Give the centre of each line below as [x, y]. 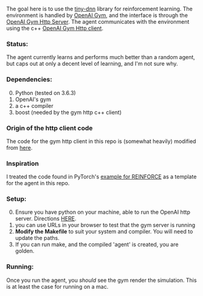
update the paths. [37, 238]
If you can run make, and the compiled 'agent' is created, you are [97, 245]
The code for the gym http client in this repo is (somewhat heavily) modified [101, 141]
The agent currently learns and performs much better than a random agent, [101, 57]
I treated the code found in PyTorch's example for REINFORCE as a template [101, 177]
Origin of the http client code [50, 128]
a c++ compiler [34, 105]
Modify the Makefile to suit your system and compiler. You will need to [104, 231]
